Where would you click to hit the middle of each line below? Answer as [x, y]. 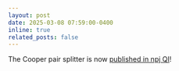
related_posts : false [43, 37]
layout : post [29, 15]
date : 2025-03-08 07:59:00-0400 [61, 23]
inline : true [29, 30]
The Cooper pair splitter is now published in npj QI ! [90, 59]
